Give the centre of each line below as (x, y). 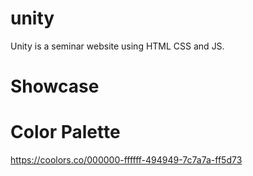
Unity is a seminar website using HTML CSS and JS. (117, 46)
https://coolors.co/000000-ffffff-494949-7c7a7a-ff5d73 (126, 160)
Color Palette (65, 132)
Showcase (55, 86)
